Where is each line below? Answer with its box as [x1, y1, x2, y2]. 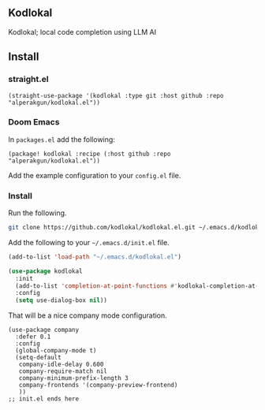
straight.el [8, 74, 49, 85]
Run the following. [8, 208, 67, 218]
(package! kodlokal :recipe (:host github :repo [8, 150, 171, 158]
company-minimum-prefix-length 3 [18, 375, 129, 382]
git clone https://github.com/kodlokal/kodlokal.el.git [8, 224, 196, 232]
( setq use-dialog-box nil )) [15, 296, 108, 304]
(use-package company [8, 326, 80, 334]
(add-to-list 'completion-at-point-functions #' [15, 281, 178, 290]
